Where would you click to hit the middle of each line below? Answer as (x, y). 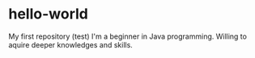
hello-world (49, 14)
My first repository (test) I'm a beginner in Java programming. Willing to (127, 36)
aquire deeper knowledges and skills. (71, 44)
